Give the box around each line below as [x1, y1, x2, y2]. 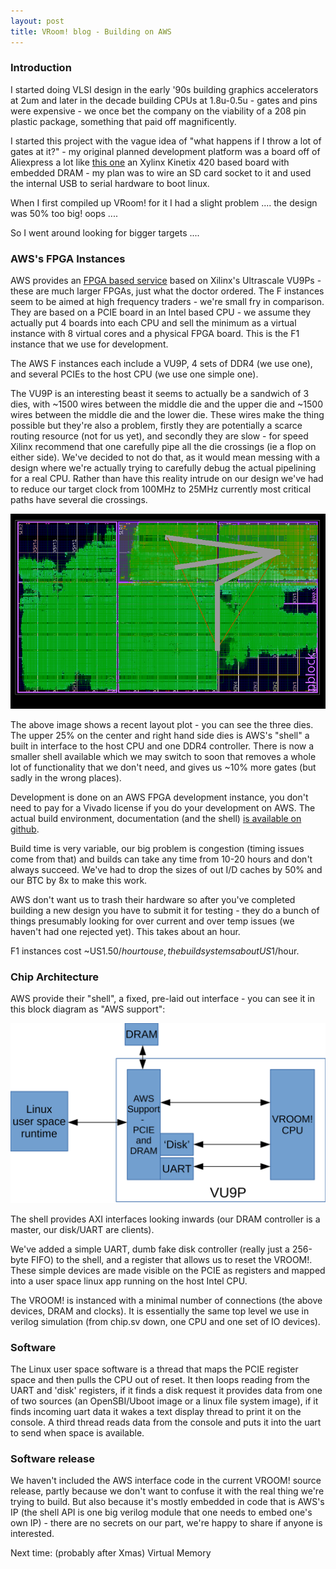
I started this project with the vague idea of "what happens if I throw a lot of [10, 135, 322, 147]
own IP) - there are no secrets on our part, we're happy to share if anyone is [10, 1517, 323, 1529]
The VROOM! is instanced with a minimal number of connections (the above [10, 1294, 323, 1306]
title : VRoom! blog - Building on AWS [10, 26, 172, 37]
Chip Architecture [10, 970, 100, 984]
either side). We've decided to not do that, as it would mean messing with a [10, 451, 321, 464]
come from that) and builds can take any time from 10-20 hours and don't [10, 853, 313, 865]
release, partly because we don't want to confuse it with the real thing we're [10, 1485, 325, 1497]
